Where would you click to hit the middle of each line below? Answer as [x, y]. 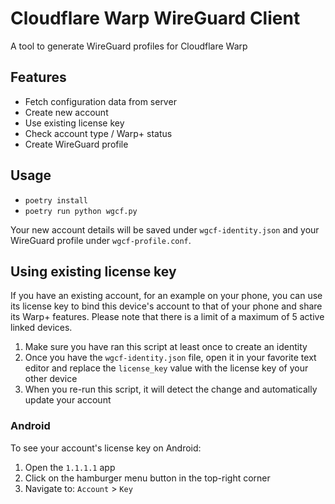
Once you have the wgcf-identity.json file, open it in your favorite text [170, 358]
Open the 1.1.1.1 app [70, 467]
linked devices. [41, 328]
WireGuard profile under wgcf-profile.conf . [101, 240]
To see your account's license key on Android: [106, 448]
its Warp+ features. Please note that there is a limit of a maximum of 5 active [167, 317]
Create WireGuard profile [76, 144]
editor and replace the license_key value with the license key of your [166, 368]
